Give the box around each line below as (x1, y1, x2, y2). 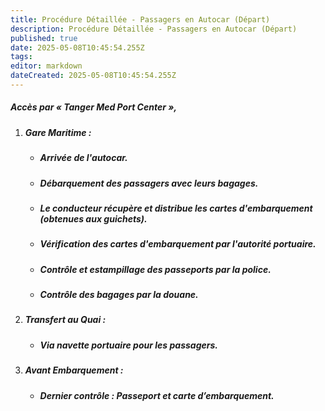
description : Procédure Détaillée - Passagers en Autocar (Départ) (10, 24, 298, 34)
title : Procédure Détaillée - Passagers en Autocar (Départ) (10, 14, 271, 25)
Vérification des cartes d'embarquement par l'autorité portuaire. (39, 238, 317, 250)
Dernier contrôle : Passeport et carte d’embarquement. (39, 389, 275, 401)
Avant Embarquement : (24, 364, 124, 376)
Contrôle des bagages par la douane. (39, 289, 199, 301)
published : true (10, 33, 78, 43)
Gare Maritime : (24, 126, 92, 138)
